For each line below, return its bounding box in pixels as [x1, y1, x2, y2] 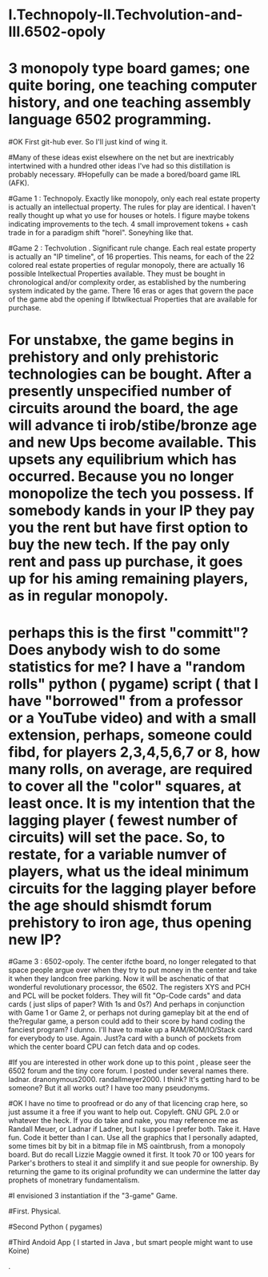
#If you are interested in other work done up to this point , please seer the [8, 1057, 252, 1068]
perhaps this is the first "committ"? [8, 623, 249, 642]
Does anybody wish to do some [8, 640, 222, 659]
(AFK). [8, 178, 30, 188]
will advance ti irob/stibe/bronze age [8, 416, 258, 435]
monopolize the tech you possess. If [8, 484, 254, 503]
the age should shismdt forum [8, 896, 212, 914]
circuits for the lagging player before [8, 879, 257, 898]
